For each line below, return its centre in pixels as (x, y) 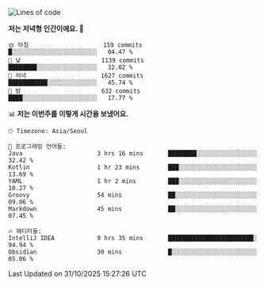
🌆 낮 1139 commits (76, 60)
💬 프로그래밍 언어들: (37, 147)
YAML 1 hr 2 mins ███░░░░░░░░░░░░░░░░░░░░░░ (133, 181)
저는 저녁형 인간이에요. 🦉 (46, 29)
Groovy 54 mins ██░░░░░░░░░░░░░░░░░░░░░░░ (133, 195)
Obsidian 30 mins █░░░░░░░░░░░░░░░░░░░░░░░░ (133, 252)
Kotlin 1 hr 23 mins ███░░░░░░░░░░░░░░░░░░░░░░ (133, 167)
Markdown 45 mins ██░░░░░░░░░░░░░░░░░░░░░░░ (133, 209)
